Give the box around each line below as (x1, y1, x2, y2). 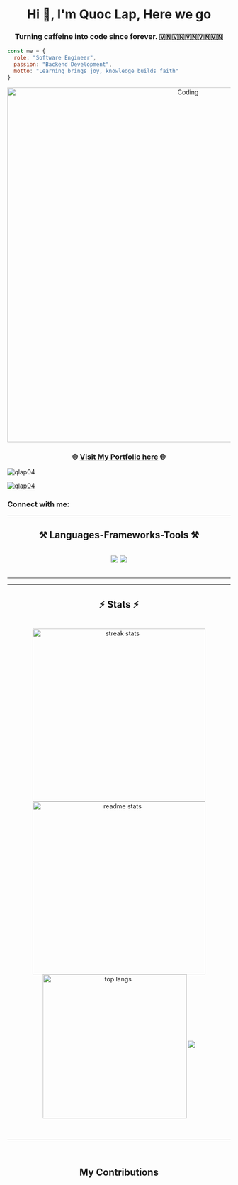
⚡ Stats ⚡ (98, 599, 140, 611)
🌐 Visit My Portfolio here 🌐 (72, 452, 166, 462)
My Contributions (79, 1167, 159, 1179)
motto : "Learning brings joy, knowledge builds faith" (13, 67, 179, 75)
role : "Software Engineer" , (13, 55, 97, 62)
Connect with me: (7, 499, 70, 509)
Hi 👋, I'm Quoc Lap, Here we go (27, 6, 211, 23)
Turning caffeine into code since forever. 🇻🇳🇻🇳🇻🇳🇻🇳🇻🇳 (14, 32, 224, 42)
